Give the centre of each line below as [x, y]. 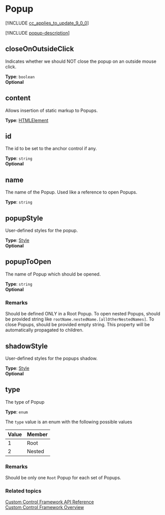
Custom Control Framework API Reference [49, 502]
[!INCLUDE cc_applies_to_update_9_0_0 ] [47, 23]
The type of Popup [25, 402]
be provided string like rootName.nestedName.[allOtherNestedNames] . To [80, 319]
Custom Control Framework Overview [45, 507]
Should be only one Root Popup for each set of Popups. [63, 478]
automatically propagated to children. [44, 330]
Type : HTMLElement [27, 120]
